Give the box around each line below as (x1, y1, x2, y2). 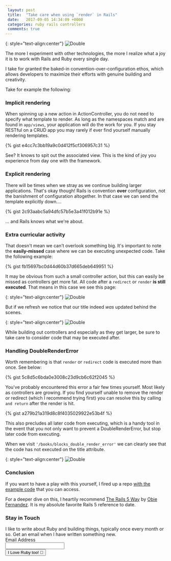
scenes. (5, 310, 22, 316)
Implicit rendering (5, 99, 51, 106)
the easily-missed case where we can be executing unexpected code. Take (5, 248, 165, 254)
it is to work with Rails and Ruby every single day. (5, 56, 109, 62)
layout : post (7, 7, 36, 13)
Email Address (5, 536, 36, 543)
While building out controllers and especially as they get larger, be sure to (5, 329, 160, 335)
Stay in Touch (5, 514, 40, 521)
